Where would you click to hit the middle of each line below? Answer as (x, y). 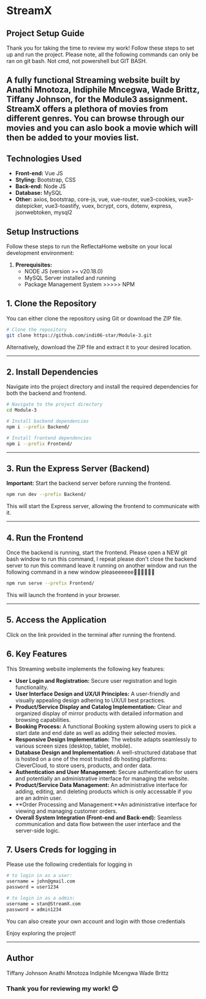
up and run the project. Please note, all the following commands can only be (102, 55)
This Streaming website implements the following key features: (86, 669)
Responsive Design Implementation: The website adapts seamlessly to (106, 739)
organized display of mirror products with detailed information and (99, 713)
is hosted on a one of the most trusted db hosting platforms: (91, 759)
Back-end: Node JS (40, 186)
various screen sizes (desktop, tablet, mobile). (74, 746)
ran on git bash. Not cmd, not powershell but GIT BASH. (77, 61)
